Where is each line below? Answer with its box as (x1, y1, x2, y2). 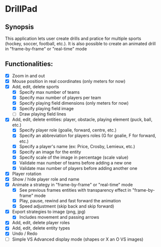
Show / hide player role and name (12, 176, 80, 182)
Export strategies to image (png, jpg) (12, 209, 86, 214)
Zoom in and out (12, 73, 45, 79)
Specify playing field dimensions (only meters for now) (19, 100, 129, 106)
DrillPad (5, 3, 38, 15)
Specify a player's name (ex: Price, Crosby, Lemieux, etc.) (19, 143, 135, 149)
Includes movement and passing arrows (19, 214, 99, 220)
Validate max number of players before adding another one (19, 165, 137, 171)
